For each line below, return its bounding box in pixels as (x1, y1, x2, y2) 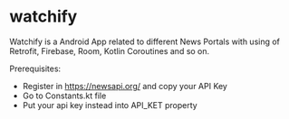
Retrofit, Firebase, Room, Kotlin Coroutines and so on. (9, 45, 210, 56)
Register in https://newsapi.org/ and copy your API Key (22, 80, 228, 91)
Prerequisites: (9, 63, 62, 74)
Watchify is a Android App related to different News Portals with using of (9, 36, 281, 47)
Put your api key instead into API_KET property (22, 99, 197, 110)
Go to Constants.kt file (22, 90, 107, 101)
